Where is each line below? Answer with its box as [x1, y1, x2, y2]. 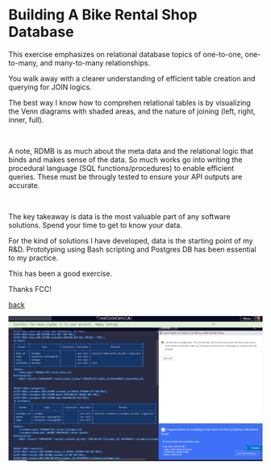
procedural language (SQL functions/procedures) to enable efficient [8, 163, 235, 173]
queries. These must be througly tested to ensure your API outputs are [8, 172, 243, 181]
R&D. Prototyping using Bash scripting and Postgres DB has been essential [8, 244, 256, 254]
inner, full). [8, 114, 44, 124]
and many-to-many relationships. [40, 58, 151, 68]
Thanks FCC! [8, 284, 52, 293]
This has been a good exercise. [8, 268, 113, 278]
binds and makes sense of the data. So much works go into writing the [8, 155, 244, 164]
